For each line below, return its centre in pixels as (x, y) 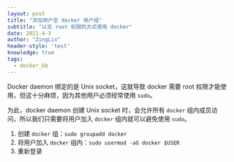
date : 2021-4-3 (29, 33)
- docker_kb (31, 66)
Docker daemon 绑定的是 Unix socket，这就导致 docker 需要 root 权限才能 (114, 86)
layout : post (26, 14)
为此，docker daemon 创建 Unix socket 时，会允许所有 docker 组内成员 (109, 110)
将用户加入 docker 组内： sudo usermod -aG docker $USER (98, 142)
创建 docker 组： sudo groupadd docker (72, 133)
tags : (15, 59)
